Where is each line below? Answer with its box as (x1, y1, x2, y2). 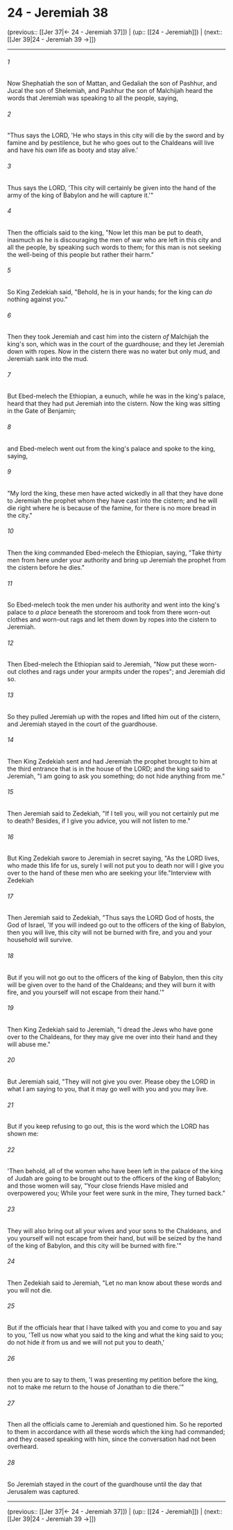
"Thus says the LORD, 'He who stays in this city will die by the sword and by (7, 131, 225, 140)
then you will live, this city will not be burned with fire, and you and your (7, 928, 213, 936)
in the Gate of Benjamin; (7, 407, 76, 415)
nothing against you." (7, 295, 68, 303)
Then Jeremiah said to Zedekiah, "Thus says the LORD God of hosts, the (7, 914, 215, 922)
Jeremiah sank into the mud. (7, 355, 89, 363)
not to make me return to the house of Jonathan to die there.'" (7, 1383, 184, 1391)
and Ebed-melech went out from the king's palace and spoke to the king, (7, 444, 216, 453)
